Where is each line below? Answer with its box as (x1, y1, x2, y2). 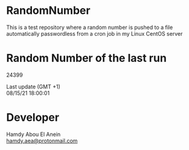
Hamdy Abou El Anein (6, 131, 61, 138)
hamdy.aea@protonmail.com (6, 137, 78, 144)
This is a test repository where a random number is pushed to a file (6, 24, 173, 31)
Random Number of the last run (6, 51, 167, 65)
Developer (6, 111, 59, 125)
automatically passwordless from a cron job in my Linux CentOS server (6, 30, 183, 37)
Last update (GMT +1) (6, 83, 60, 90)
